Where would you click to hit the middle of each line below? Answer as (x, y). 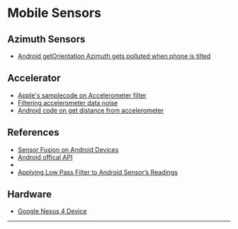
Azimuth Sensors (46, 39)
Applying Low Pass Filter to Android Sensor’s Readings (98, 172)
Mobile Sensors (54, 13)
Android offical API (45, 157)
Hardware (29, 195)
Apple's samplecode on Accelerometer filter (82, 95)
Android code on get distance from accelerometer (91, 110)
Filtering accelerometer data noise (68, 102)
